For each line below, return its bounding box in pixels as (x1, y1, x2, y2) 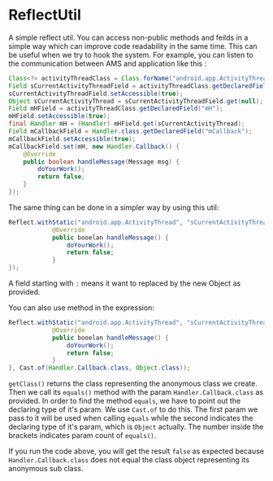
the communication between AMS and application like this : (8, 59, 207, 68)
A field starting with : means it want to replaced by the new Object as (8, 278, 241, 288)
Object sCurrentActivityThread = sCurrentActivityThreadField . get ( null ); (8, 97, 264, 105)
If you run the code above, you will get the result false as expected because (8, 446, 264, 457)
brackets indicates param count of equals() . (8, 431, 157, 440)
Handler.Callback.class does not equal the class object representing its (8, 455, 250, 465)
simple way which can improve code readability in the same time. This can (8, 41, 258, 50)
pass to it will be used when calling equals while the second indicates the (8, 413, 253, 423)
